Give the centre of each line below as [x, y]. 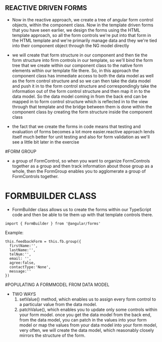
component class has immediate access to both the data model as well [83, 75]
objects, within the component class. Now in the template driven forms [83, 25]
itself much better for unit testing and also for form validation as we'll [81, 137]
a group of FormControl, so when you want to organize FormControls [81, 161]
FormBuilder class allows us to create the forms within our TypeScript [81, 209]
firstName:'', [24, 246]
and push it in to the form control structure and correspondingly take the [84, 86]
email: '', [20, 258]
